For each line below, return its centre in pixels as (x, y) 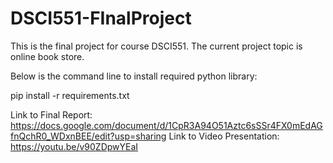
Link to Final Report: (51, 114)
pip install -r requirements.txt (70, 95)
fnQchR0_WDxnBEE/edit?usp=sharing (88, 136)
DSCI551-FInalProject (101, 18)
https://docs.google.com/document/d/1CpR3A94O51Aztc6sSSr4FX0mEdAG (166, 125)
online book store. (47, 56)
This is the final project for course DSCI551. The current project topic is (156, 46)
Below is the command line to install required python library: (134, 76)
